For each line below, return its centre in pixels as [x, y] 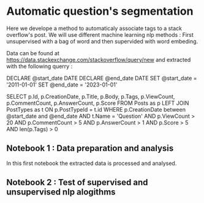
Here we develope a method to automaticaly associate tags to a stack [94, 28]
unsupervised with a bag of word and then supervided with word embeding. [102, 41]
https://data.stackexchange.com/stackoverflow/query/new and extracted [99, 59]
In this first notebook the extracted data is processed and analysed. [92, 163]
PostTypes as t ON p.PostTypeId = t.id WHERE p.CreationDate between [96, 109]
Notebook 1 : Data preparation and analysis [90, 148]
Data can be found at [33, 53]
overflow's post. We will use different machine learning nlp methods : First [100, 34]
